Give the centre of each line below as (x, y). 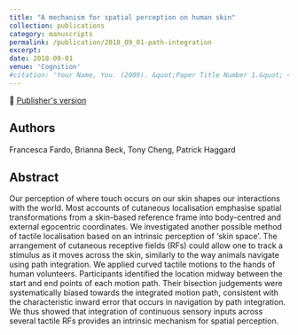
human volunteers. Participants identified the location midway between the (146, 274)
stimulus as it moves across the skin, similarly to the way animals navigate (144, 255)
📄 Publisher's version (48, 100)
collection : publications (57, 26)
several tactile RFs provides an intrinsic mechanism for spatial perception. (144, 321)
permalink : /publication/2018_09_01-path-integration (111, 42)
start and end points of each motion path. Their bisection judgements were (146, 284)
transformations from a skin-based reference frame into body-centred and (145, 217)
